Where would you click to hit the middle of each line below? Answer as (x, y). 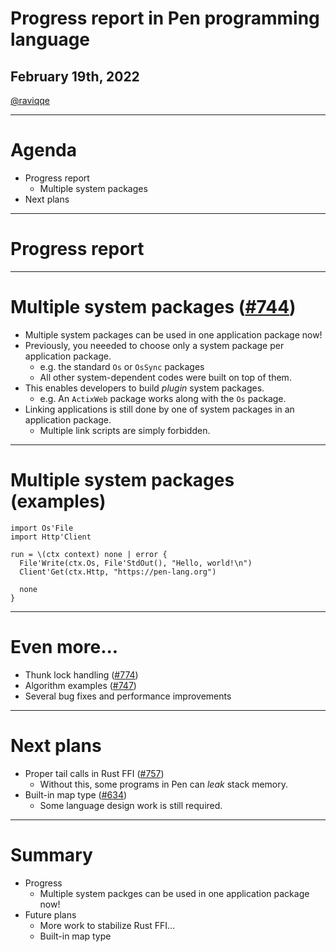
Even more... (64, 646)
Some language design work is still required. (131, 805)
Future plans (50, 914)
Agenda (43, 150)
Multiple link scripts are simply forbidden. (125, 430)
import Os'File (42, 528)
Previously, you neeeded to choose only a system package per (154, 345)
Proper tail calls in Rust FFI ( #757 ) (94, 773)
